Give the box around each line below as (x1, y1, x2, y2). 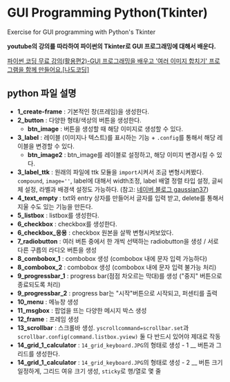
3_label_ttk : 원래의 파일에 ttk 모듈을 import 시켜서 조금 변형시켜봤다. (17, 167, 204, 176)
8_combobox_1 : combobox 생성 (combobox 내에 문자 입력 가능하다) (17, 254, 208, 262)
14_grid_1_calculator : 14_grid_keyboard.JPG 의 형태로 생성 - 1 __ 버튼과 (17, 340, 215, 349)
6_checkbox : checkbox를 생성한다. (17, 219, 117, 228)
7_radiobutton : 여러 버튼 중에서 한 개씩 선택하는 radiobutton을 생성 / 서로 (17, 237, 219, 245)
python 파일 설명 (7, 88, 77, 100)
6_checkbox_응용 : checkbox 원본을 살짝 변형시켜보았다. (17, 228, 174, 237)
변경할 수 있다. (35, 142, 75, 150)
